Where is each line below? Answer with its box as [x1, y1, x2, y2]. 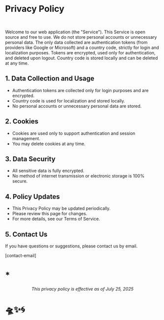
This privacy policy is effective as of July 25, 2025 [31, 286, 134, 292]
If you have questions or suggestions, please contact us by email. [5, 243, 138, 249]
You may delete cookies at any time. [12, 141, 86, 147]
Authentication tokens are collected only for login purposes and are [12, 87, 149, 93]
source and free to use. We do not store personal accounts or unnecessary [5, 34, 157, 40]
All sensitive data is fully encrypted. [12, 168, 84, 174]
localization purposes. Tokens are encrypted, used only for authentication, [5, 49, 156, 55]
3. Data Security [5, 155, 55, 163]
